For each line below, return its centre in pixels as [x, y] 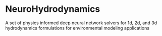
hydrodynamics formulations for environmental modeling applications [77, 28]
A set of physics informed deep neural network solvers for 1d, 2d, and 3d [81, 23]
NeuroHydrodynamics [53, 9]
